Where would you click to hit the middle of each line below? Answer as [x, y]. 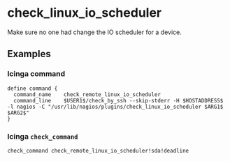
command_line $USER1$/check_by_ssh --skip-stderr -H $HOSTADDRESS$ [118, 100]
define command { [33, 89]
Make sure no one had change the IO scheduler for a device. [94, 32]
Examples [29, 54]
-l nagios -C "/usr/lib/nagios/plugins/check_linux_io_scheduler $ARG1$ [115, 107]
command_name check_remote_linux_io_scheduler [87, 94]
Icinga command [36, 74]
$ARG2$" [19, 113]
